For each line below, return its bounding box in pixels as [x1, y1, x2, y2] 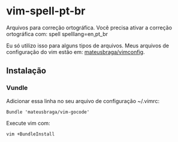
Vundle [6, 84, 28, 92]
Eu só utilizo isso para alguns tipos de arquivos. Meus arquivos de [6, 42, 170, 49]
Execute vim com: [6, 119, 50, 126]
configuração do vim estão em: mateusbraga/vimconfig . [6, 48, 145, 55]
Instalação [6, 66, 47, 76]
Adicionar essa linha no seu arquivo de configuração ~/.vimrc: [6, 97, 160, 104]
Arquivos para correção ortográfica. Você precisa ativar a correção [6, 24, 173, 31]
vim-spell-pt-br [6, 4, 86, 18]
